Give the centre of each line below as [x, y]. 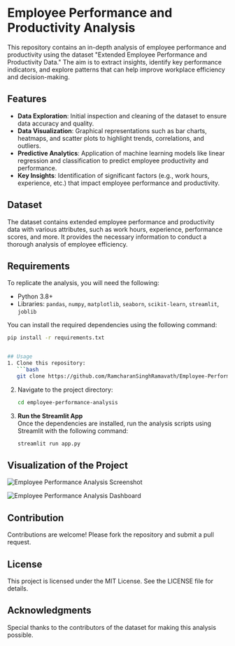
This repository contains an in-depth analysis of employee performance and [117, 47]
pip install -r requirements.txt [56, 338]
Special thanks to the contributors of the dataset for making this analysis [112, 627]
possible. [20, 635]
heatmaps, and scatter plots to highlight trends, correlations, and [111, 138]
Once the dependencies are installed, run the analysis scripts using [114, 423]
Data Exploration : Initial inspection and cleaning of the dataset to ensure [122, 116]
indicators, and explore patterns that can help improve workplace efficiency [116, 69]
